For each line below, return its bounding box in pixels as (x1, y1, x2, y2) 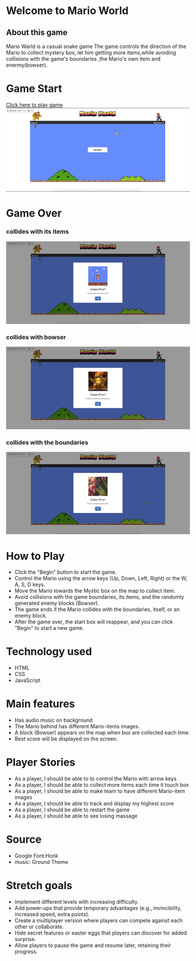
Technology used (6, 645, 92, 659)
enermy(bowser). (6, 61, 48, 68)
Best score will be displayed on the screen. (14, 735, 118, 742)
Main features (6, 697, 75, 711)
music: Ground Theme (14, 859, 68, 866)
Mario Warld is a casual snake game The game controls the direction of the (6, 43, 187, 50)
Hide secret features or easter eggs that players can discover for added (14, 929, 187, 936)
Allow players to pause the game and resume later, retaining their (14, 942, 171, 949)
